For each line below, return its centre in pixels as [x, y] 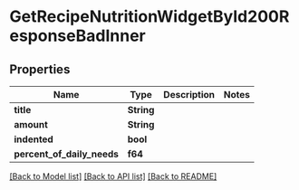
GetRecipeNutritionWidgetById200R [149, 17]
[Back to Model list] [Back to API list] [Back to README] [113, 176]
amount [31, 124]
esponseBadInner [78, 36]
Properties [40, 69]
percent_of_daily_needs [67, 154]
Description [189, 95]
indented [34, 139]
